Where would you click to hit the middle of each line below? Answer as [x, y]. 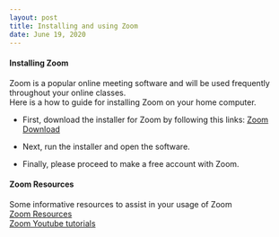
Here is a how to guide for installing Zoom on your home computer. [133, 102]
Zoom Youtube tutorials [52, 223]
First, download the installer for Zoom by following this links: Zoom [145, 119]
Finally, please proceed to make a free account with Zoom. [131, 163]
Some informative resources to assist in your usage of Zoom [121, 204]
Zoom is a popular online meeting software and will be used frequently [140, 83]
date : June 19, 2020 [48, 34]
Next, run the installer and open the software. [106, 146]
